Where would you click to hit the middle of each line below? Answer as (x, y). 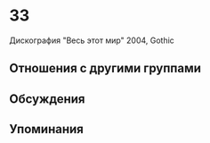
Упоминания (47, 129)
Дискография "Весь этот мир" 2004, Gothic (92, 40)
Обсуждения (47, 99)
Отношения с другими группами (105, 68)
